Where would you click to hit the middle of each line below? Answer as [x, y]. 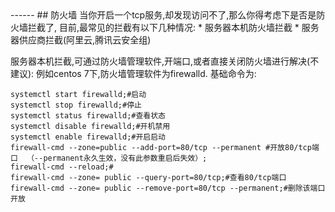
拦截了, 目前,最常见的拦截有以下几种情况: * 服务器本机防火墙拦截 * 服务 [173, 27]
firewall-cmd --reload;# [62, 167]
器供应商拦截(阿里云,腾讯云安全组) [81, 40]
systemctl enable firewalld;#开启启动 [88, 137]
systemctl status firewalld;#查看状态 [88, 116]
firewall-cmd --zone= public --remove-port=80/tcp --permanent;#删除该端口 [168, 188]
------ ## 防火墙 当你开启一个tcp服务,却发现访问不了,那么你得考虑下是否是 [163, 15]
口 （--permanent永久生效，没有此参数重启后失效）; [109, 158]
